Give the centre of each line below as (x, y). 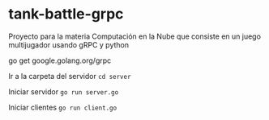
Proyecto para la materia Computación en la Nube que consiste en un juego (135, 36)
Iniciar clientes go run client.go (63, 107)
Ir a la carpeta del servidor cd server (70, 76)
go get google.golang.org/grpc (60, 60)
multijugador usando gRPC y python (69, 44)
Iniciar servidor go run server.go (64, 91)
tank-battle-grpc (66, 14)
